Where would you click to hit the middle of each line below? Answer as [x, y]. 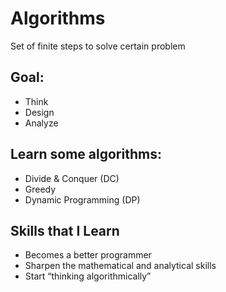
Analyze [41, 123]
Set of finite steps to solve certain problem [98, 46]
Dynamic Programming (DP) [82, 199]
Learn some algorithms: [86, 154]
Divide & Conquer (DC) [72, 178]
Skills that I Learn [65, 230]
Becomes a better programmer [88, 255]
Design [39, 112]
